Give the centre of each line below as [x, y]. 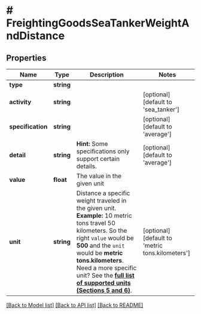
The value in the [99, 176]
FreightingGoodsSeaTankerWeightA [98, 23]
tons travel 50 [96, 223]
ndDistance [35, 36]
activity [20, 102]
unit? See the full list [105, 275]
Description [106, 74]
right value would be [105, 238]
